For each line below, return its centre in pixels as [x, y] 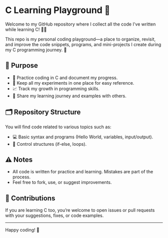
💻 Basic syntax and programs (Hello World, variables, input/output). [83, 137]
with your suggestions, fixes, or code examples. [54, 215]
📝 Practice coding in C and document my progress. [65, 78]
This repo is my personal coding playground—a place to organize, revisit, [80, 39]
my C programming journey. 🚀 [36, 50]
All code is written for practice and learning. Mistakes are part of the [83, 172]
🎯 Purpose [22, 65]
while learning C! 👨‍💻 [26, 29]
